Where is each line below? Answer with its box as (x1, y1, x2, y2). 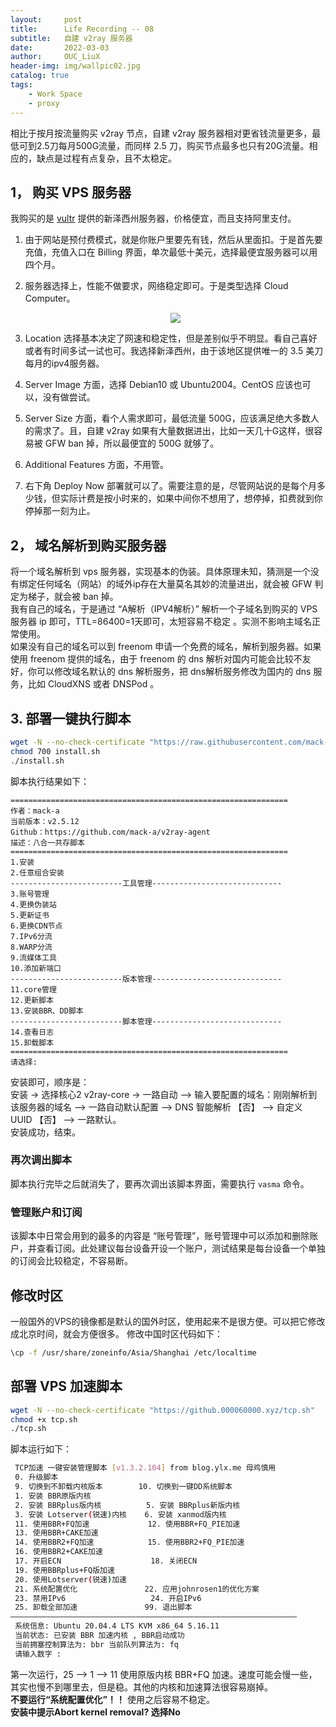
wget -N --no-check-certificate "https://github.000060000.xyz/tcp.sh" (10, 1405, 315, 1415)
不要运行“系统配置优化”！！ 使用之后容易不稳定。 (10, 1693, 215, 1705)
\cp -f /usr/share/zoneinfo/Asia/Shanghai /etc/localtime (10, 1347, 257, 1358)
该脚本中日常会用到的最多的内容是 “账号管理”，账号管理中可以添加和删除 (10, 1230, 310, 1242)
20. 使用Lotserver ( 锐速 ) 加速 (14, 1574, 127, 1585)
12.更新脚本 (10, 995, 55, 1005)
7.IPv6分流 (10, 931, 53, 941)
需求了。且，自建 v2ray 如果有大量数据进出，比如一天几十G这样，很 (33, 425, 315, 437)
